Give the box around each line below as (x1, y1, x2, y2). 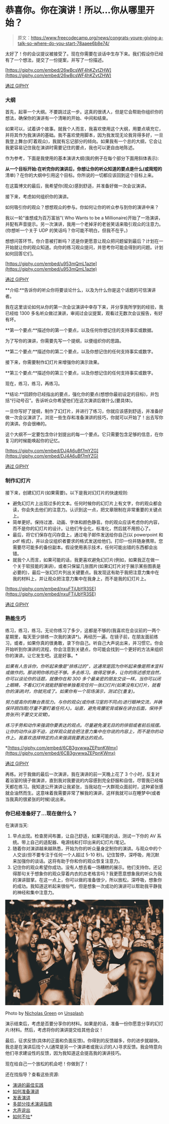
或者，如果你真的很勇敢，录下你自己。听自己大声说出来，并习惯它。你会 (14, 640, 163, 646)
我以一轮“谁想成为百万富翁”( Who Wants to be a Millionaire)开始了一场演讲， (5, 215, 163, 221)
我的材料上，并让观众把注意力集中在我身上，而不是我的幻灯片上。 (12, 575, 149, 581)
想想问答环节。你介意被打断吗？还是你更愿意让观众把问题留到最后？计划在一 (5, 238, 163, 244)
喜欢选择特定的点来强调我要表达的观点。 (22, 734, 106, 740)
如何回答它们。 (5, 251, 36, 257)
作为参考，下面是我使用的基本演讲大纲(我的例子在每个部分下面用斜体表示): (5, 155, 159, 161)
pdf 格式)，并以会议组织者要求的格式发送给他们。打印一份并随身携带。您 (12, 538, 163, 544)
